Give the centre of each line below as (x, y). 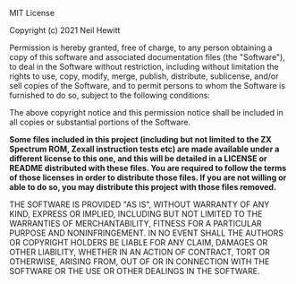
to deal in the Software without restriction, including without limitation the (144, 67)
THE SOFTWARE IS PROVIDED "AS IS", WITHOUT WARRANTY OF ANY (140, 204)
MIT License (32, 13)
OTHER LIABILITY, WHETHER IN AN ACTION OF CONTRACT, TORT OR (140, 252)
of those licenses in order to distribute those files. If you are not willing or (148, 177)
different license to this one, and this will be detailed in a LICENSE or (138, 159)
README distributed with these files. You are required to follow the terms (148, 168)
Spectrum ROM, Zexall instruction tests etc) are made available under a (144, 149)
